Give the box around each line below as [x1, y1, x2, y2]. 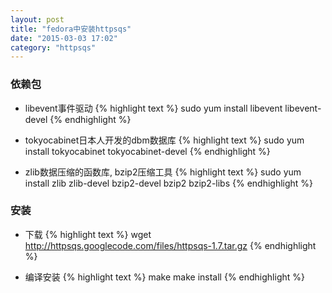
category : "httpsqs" [10, 42, 97, 53]
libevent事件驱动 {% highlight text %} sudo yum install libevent [24, 102, 283, 114]
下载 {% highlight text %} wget [24, 228, 152, 240]
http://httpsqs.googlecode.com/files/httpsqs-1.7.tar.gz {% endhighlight [24, 239, 317, 251]
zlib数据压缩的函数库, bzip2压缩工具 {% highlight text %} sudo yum [24, 166, 302, 178]
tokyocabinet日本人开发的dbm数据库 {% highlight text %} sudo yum [24, 134, 305, 146]
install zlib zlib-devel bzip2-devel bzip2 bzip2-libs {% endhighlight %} [24, 177, 314, 189]
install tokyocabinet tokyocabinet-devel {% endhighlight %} [24, 145, 271, 157]
